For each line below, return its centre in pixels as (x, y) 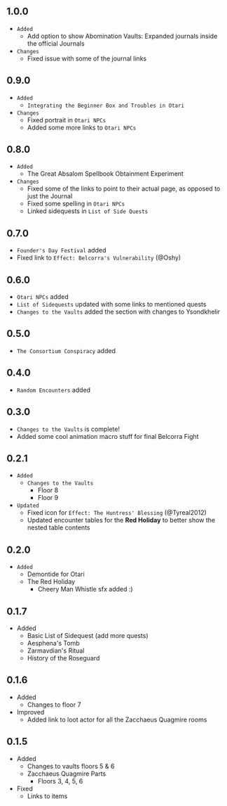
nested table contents (59, 527)
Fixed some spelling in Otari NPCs (76, 204)
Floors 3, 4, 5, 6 (60, 781)
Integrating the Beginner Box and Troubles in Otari (106, 105)
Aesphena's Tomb (53, 643)
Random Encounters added (54, 390)
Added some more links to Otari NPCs (82, 127)
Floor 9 (48, 498)
